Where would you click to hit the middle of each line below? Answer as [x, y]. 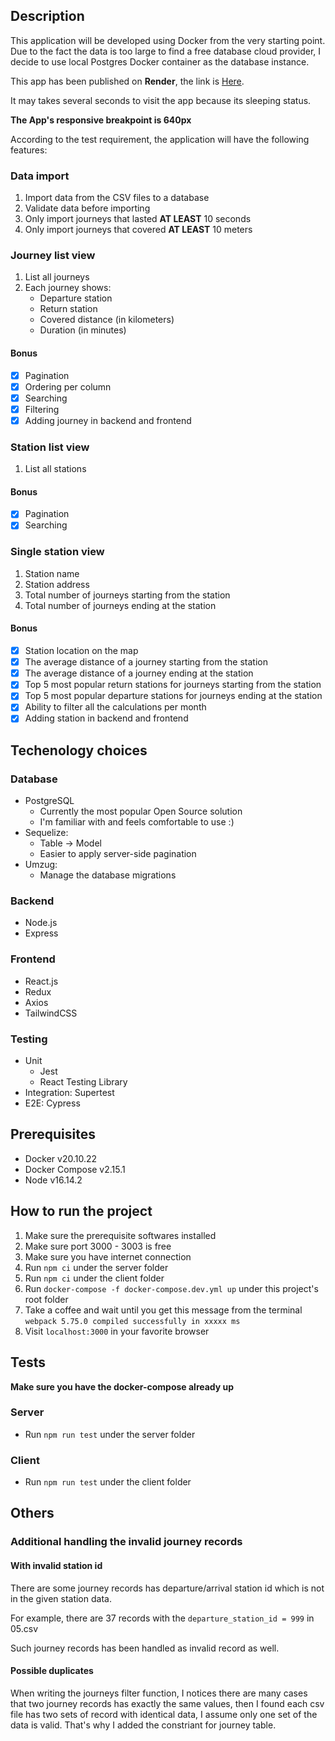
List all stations [55, 469]
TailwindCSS [51, 1013]
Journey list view [53, 256]
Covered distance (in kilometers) [107, 320]
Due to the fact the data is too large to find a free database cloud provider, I [166, 51]
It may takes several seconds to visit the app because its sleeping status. [161, 100]
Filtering [42, 409]
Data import [40, 176]
